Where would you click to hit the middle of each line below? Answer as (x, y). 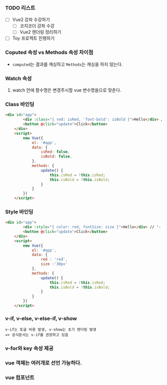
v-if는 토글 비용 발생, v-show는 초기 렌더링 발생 (51, 330)
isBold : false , (56, 157)
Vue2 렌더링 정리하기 (41, 32)
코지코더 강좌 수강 (37, 26)
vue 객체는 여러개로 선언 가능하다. (43, 363)
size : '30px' (54, 264)
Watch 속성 (19, 78)
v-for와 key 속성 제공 (29, 348)
